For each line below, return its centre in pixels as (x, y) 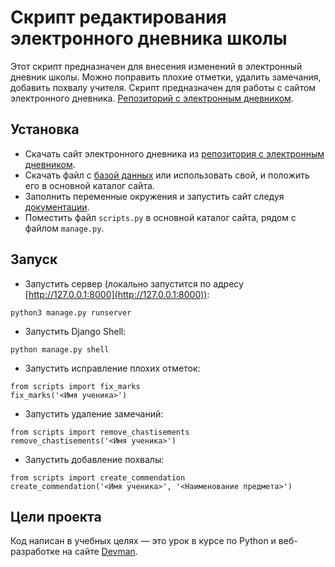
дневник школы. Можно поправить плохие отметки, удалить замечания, (166, 77)
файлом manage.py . (64, 228)
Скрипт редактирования (118, 17)
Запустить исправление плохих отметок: (112, 368)
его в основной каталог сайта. (89, 185)
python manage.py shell (60, 349)
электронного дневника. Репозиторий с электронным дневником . (152, 98)
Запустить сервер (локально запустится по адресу (134, 283)
